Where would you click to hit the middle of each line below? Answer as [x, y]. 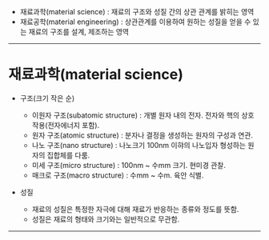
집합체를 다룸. [68, 155]
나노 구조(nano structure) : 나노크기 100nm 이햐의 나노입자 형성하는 [139, 145]
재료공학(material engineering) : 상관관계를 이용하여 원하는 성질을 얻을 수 [135, 22]
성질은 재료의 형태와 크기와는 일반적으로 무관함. [106, 219]
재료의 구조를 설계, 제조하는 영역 [79, 32]
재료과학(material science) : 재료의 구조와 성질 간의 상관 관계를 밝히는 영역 [137, 12]
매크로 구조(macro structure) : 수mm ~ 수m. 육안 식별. [118, 175]
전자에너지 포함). [74, 125]
